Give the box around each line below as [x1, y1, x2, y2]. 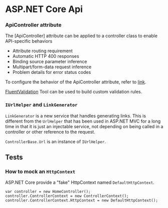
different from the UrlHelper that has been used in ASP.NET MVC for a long [5, 118, 161, 124]
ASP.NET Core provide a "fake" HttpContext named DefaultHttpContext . [5, 179, 154, 185]
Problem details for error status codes [12, 69, 91, 75]
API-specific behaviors [5, 38, 53, 44]
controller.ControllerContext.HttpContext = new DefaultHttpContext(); [5, 198, 158, 203]
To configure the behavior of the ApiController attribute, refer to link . [5, 79, 146, 85]
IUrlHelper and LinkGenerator [5, 101, 78, 109]
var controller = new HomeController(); [5, 189, 91, 194]
